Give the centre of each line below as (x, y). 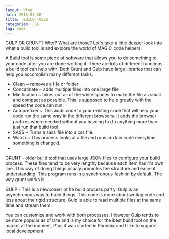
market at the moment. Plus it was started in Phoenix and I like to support (81, 226)
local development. (25, 231)
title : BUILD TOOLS (27, 19)
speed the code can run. (38, 105)
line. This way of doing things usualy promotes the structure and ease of (81, 169)
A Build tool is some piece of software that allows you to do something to (81, 58)
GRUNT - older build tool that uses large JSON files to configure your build (83, 158)
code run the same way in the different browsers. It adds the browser (84, 116)
